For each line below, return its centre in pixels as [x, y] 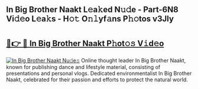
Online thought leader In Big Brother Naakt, [134, 60]
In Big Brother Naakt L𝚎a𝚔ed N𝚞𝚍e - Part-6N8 [92, 10]
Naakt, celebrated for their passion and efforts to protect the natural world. [97, 80]
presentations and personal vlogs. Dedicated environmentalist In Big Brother [99, 73]
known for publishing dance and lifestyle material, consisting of [83, 67]
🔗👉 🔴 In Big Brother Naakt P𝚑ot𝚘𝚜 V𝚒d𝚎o [85, 43]
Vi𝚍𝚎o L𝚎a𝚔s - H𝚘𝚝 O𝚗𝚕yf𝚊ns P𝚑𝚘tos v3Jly [90, 19]
